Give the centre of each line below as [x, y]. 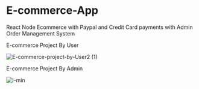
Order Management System [41, 33]
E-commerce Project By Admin [45, 68]
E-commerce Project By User [43, 45]
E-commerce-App [52, 11]
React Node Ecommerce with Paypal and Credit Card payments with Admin [99, 27]
